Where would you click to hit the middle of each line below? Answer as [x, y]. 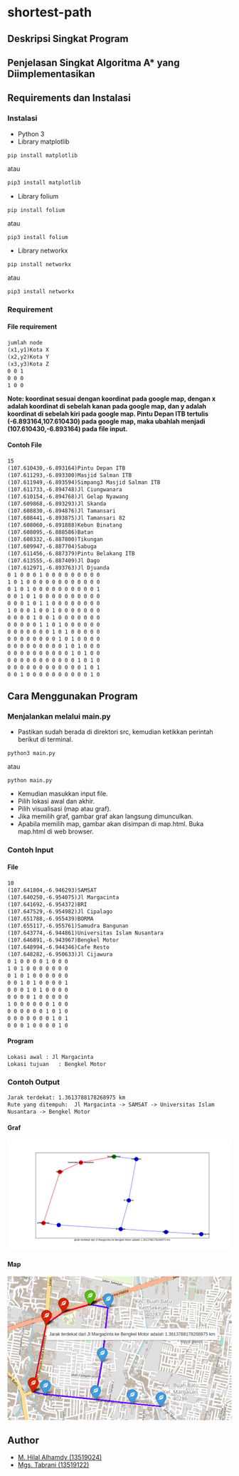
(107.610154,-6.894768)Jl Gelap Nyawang [68, 496]
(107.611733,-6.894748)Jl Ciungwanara [65, 489]
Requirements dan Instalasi [69, 98]
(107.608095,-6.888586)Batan [51, 532]
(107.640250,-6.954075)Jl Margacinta [63, 897]
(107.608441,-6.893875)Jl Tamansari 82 [67, 518]
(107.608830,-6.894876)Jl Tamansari [62, 511]
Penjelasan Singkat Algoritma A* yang [94, 62]
